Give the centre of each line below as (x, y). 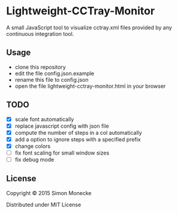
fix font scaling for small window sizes (62, 153)
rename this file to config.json (52, 79)
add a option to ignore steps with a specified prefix (78, 139)
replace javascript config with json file (62, 126)
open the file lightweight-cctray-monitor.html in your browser (90, 86)
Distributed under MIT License (44, 205)
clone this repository (40, 67)
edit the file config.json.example (55, 73)
